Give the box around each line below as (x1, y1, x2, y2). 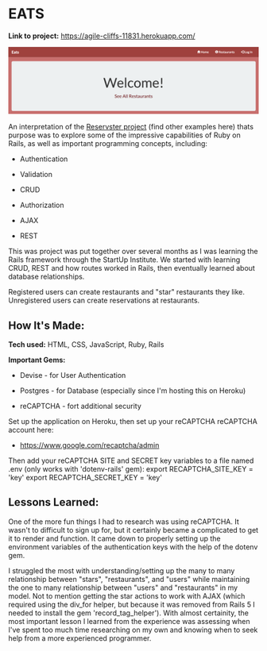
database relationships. (8, 272, 85, 282)
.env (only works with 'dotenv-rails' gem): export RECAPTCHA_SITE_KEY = (8, 464, 253, 474)
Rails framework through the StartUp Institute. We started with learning (8, 255, 241, 264)
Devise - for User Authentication (19, 371, 126, 380)
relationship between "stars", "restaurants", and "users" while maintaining (8, 574, 250, 584)
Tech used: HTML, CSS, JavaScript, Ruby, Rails (8, 340, 164, 349)
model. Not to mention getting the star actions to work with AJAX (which (8, 591, 246, 600)
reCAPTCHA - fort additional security (19, 402, 141, 411)
